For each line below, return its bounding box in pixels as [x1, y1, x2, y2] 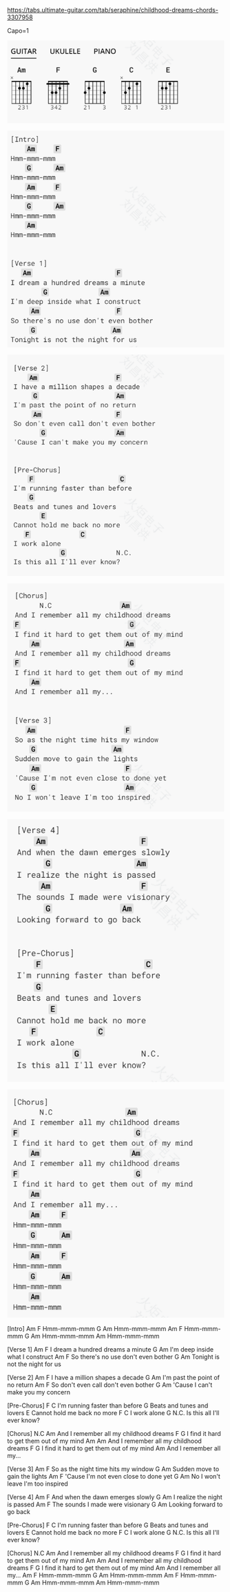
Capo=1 [7, 27, 30, 35]
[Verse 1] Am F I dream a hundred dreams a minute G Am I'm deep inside [7, 1345, 214, 1354]
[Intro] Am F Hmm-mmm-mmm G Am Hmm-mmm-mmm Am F [7, 1325, 183, 1333]
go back [7, 1508, 31, 1516]
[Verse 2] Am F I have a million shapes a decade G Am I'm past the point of [7, 1374, 220, 1382]
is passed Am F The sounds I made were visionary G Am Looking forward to [7, 1500, 223, 1508]
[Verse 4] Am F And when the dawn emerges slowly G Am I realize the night [7, 1493, 222, 1502]
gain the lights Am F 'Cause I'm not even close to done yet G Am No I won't [7, 1473, 220, 1481]
